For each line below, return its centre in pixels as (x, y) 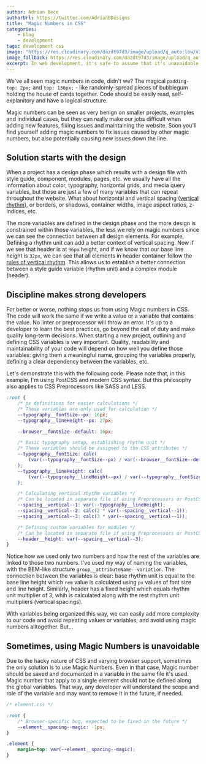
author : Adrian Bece (33, 12)
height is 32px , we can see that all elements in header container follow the (99, 256)
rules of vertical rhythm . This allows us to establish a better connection (96, 262)
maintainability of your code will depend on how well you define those (95, 349)
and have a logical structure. (72, 100)
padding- (178, 81)
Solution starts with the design (66, 157)
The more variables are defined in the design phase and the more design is (101, 223)
